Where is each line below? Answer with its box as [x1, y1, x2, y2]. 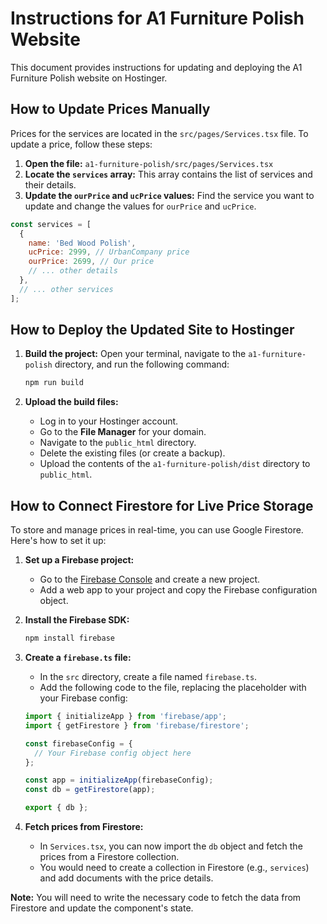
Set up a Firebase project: [24, 554, 135, 566]
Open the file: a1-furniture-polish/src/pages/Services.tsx [24, 157, 274, 169]
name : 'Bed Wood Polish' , [28, 238, 137, 248]
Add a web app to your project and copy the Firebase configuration [39, 584, 318, 596]
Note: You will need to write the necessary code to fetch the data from [10, 892, 302, 903]
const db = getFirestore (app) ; [24, 785, 156, 795]
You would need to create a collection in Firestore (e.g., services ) [39, 862, 310, 873]
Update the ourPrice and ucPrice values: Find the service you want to [24, 189, 315, 201]
